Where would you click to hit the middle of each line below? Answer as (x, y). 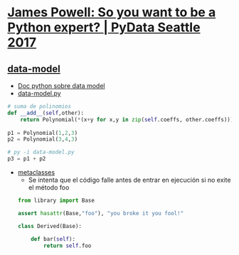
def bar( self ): (53, 239)
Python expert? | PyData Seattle (104, 27)
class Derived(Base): (49, 226)
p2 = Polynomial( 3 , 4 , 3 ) (43, 139)
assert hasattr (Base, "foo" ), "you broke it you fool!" (101, 213)
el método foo (49, 188)
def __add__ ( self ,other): (46, 113)
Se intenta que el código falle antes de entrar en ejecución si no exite (129, 180)
